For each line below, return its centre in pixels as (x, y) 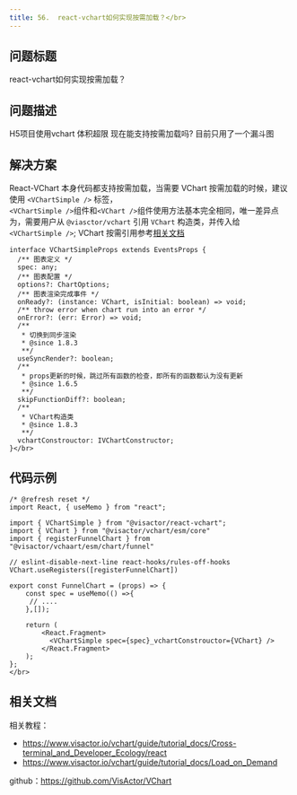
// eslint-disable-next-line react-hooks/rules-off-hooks (120, 562)
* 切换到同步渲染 (49, 336)
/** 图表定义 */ (45, 260)
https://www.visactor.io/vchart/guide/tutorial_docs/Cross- (129, 743)
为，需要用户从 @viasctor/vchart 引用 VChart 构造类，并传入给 (125, 222)
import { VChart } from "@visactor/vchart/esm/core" (110, 530)
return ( (42, 625)
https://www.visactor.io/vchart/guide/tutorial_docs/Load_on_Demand (150, 762)
